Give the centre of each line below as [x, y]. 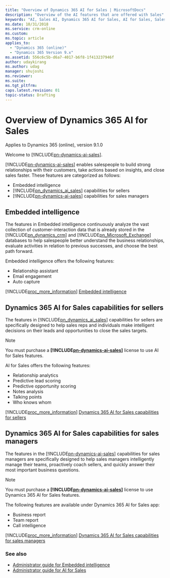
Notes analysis [28, 391]
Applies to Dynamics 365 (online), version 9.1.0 [54, 145]
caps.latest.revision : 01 [32, 90]
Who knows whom [32, 402]
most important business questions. [42, 470]
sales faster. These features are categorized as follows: [63, 175]
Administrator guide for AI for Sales [49, 570]
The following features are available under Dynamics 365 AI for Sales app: [83, 505]
